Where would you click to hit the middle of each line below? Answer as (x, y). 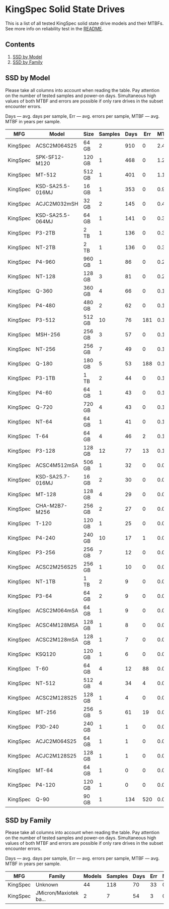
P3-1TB (45, 378)
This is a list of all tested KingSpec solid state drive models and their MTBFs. (84, 23)
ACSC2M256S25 (56, 567)
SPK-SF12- (50, 157)
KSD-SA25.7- (53, 476)
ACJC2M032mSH (57, 204)
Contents (20, 45)
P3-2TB (45, 232)
